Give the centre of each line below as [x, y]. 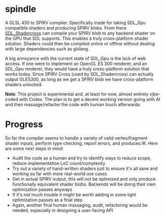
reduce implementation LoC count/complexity [59, 163]
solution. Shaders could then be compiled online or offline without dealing [80, 43]
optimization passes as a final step [47, 200]
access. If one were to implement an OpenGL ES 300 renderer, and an [76, 63]
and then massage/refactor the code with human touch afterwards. [73, 104]
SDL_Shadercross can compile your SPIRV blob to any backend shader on [80, 33]
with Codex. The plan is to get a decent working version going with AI [90, 99]
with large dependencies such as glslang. [47, 49]
